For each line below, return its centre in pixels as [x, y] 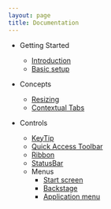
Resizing [45, 99]
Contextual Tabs [58, 108]
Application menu [72, 196]
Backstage [60, 188]
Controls [33, 123]
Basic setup [50, 68]
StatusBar [47, 163]
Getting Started [44, 45]
